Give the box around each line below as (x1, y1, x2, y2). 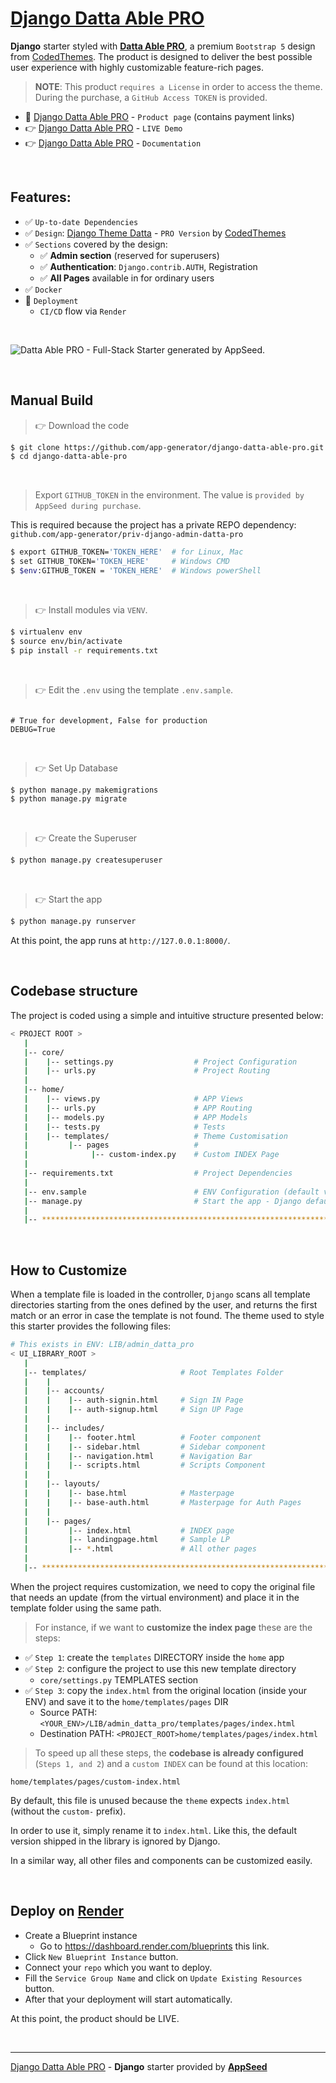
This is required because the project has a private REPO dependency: (10, 519, 297, 531)
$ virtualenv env (10, 627, 83, 637)
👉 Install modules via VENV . (34, 603, 148, 616)
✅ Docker (24, 283, 63, 295)
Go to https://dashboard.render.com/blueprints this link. (39, 1940, 270, 1952)
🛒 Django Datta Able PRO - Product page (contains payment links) (24, 110, 295, 122)
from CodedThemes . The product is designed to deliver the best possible (10, 50, 313, 62)
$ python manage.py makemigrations (10, 785, 159, 795)
